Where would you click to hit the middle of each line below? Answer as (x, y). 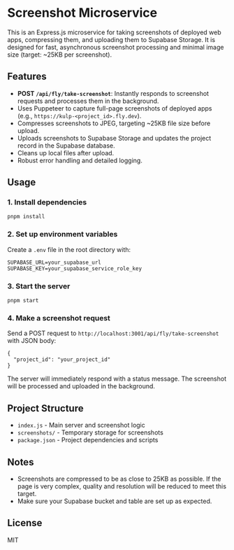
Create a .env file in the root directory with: (69, 249)
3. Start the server (39, 286)
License (25, 523)
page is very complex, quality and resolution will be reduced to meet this (122, 486)
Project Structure (45, 408)
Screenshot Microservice (82, 13)
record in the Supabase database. (66, 146)
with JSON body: (32, 341)
